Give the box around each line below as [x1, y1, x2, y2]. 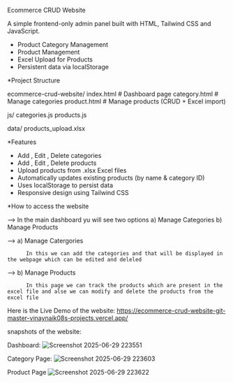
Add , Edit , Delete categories [17, 152, 102, 159]
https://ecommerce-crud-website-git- [116, 307, 226, 315]
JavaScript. [7, 27, 40, 35]
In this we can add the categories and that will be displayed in [25, 250, 223, 257]
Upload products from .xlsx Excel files [17, 166, 127, 174]
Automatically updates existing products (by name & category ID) [17, 174, 205, 182]
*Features [7, 138, 37, 146]
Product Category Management [17, 41, 109, 48]
